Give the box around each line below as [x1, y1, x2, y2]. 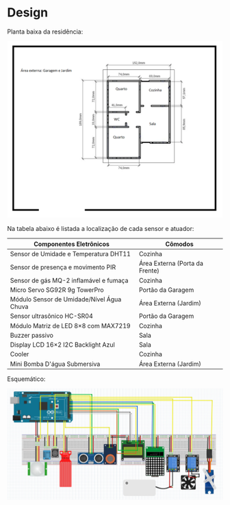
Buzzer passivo [10, 331, 53, 339]
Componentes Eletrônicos [34, 240, 110, 248]
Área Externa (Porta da [139, 259, 203, 268]
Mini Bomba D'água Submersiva [10, 360, 101, 368]
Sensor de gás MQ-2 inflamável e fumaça [10, 276, 129, 284]
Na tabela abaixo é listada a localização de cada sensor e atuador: [7, 225, 194, 233]
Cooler [10, 350, 29, 358]
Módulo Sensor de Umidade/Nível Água [10, 295, 122, 304]
